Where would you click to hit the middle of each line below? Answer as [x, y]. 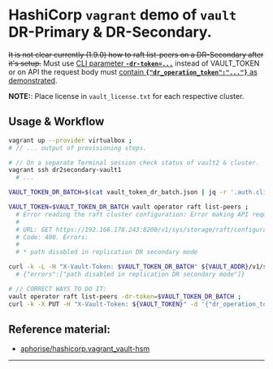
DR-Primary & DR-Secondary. [110, 32]
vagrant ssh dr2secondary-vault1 [65, 170]
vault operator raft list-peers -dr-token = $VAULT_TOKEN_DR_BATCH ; [125, 296]
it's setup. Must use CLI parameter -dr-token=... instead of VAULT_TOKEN [134, 63]
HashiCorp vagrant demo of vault [123, 15]
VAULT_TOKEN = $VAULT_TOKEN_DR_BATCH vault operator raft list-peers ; [129, 207]
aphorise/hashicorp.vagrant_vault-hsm [85, 349]
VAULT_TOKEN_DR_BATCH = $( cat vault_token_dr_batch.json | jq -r [118, 192]
